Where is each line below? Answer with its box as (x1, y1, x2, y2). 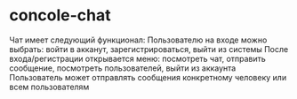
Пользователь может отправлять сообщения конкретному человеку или (9, 72, 287, 82)
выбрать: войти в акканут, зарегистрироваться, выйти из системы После (9, 43, 289, 54)
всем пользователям (9, 81, 90, 92)
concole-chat (9, 5, 111, 26)
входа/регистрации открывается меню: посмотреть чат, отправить (9, 53, 267, 64)
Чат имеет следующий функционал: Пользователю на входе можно (9, 34, 268, 45)
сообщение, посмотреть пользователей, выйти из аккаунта (9, 63, 237, 73)
